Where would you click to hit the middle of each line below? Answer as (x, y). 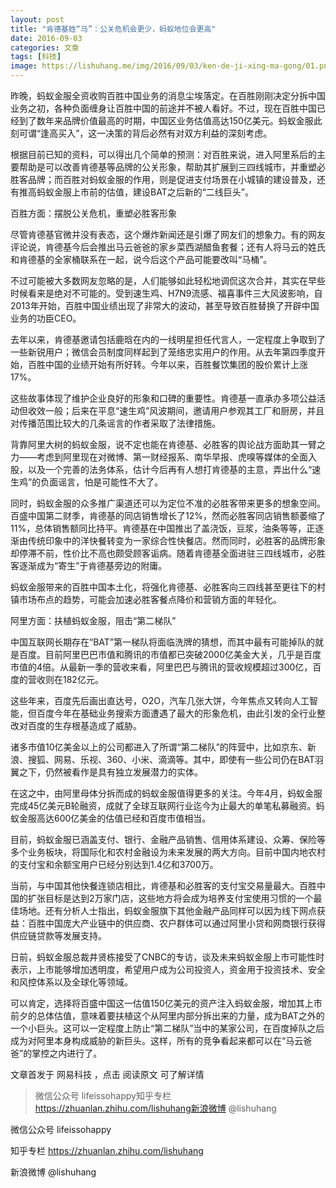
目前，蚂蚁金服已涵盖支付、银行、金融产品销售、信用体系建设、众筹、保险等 (168, 839)
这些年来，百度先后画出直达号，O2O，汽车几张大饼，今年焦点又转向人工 (160, 700)
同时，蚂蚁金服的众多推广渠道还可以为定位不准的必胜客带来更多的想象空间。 (168, 503)
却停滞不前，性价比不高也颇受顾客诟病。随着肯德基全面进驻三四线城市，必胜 (168, 553)
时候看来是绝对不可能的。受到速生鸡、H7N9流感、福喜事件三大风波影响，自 (166, 293)
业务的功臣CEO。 (46, 318)
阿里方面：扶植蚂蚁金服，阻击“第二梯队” (93, 620)
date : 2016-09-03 (46, 38)
